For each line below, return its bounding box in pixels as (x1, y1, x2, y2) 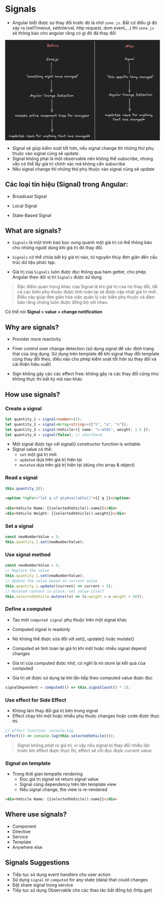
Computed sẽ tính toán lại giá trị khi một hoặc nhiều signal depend (12, 645, 146, 651)
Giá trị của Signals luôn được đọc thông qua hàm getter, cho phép (12, 269, 146, 275)
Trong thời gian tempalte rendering (12, 771, 83, 777)
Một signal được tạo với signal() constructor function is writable (12, 441, 141, 447)
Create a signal (5, 405, 42, 412)
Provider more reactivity (12, 336, 61, 342)
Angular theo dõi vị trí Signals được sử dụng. (12, 274, 103, 280)
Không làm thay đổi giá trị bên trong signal (12, 708, 98, 713)
